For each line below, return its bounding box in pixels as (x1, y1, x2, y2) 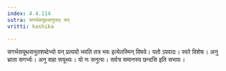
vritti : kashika (7, 23, 54, 30)
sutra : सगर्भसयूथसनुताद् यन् (7, 17, 70, 23)
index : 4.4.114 (7, 10, 51, 17)
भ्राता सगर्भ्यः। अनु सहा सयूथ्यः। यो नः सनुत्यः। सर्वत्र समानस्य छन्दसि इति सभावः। (7, 56, 186, 64)
